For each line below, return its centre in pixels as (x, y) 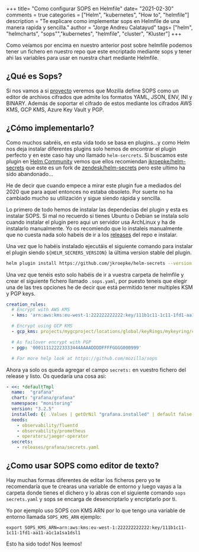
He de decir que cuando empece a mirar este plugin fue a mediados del (94, 185)
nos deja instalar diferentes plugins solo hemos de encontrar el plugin (91, 149)
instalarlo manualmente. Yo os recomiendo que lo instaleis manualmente (94, 228)
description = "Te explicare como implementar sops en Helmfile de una (93, 21)
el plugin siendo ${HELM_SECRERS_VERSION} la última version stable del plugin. (99, 252)
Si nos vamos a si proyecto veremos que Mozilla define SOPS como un (92, 91)
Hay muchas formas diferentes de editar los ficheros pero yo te (84, 480)
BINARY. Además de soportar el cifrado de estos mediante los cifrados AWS (99, 103)
